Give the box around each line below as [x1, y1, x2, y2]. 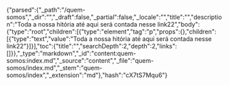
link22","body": [157, 20, 200, 28]
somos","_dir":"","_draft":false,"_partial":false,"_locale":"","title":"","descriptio [6, 13, 222, 21]
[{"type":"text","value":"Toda [6, 35, 88, 43]
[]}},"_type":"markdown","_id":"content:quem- [6, 49, 136, 57]
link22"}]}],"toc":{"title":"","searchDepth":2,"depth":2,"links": [6, 42, 178, 50]
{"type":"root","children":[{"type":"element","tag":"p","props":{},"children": [6, 27, 217, 35]
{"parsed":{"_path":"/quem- [6, 6, 86, 14]
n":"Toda [6, 20, 32, 28]
